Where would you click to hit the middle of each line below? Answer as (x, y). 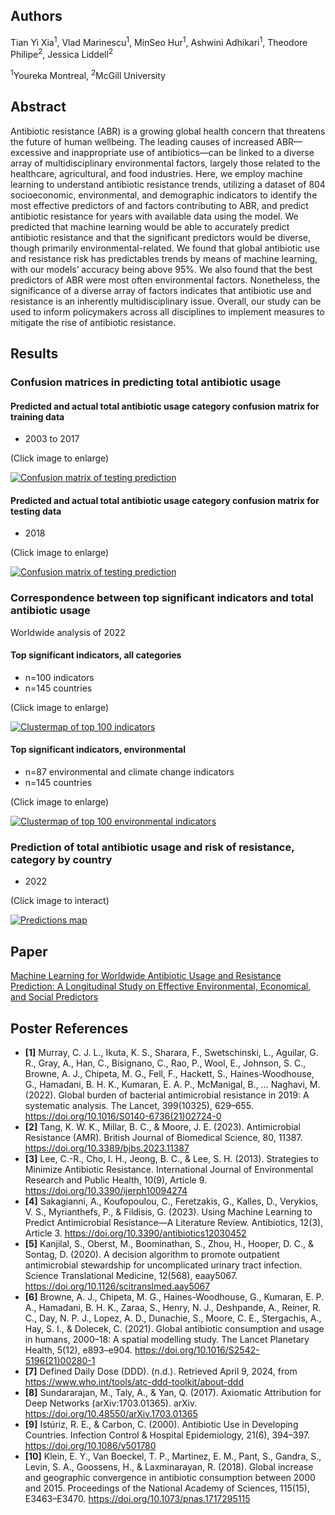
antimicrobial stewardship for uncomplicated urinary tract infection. (163, 1265)
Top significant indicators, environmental (98, 750)
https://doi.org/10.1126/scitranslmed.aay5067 (117, 1286)
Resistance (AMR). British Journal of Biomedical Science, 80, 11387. (163, 1137)
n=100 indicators (59, 677)
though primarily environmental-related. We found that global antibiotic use (165, 248)
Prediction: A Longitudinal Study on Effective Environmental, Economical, (161, 986)
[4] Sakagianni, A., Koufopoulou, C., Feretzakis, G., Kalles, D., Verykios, (171, 1201)
